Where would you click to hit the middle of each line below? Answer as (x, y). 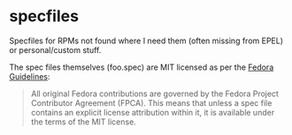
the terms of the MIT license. (84, 122)
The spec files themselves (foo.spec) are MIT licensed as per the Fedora (142, 67)
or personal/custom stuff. (55, 49)
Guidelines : (30, 76)
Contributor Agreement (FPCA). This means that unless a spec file (151, 102)
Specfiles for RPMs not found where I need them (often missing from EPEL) (146, 41)
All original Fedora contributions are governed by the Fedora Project (154, 94)
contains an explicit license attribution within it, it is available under (153, 112)
